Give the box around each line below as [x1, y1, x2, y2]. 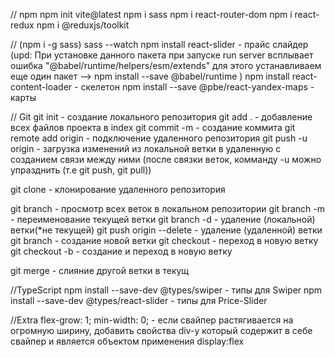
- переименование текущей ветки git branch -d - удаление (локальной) [10, 214, 316, 225]
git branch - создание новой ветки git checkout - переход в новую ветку [10, 235, 319, 246]
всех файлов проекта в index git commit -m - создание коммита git [10, 122, 296, 133]
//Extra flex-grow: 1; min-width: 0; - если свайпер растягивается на [10, 314, 294, 326]
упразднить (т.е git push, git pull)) [10, 164, 152, 176]
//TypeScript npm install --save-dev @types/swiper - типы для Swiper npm [10, 284, 323, 296]
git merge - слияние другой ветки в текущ [10, 265, 190, 276]
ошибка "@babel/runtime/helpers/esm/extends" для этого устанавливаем [10, 60, 322, 71]
